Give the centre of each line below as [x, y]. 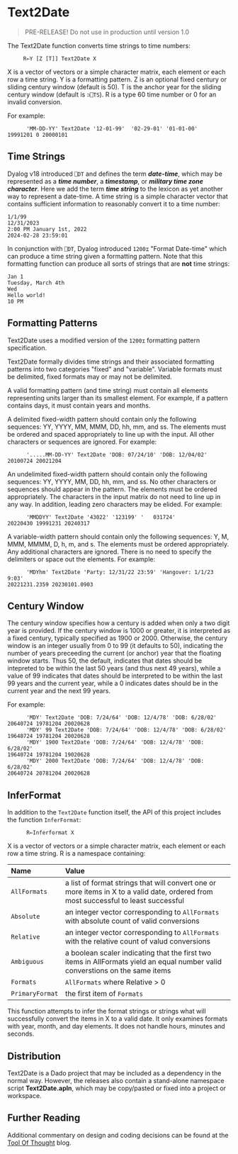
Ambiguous [27, 962]
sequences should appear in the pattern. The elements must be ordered [112, 489]
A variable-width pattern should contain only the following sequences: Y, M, [118, 537]
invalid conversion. [35, 102]
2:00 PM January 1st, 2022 [47, 229]
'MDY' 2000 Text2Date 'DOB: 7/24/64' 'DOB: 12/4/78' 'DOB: [115, 761]
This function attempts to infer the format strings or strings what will [107, 1012]
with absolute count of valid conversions [132, 921]
